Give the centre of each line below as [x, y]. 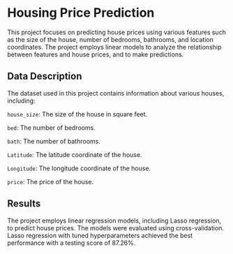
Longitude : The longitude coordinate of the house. [79, 168]
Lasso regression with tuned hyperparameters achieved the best [100, 235]
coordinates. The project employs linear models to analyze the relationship [114, 47]
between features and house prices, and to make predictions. [96, 54]
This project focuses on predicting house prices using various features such [117, 32]
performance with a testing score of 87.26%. [72, 243]
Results [24, 204]
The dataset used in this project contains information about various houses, [116, 93]
